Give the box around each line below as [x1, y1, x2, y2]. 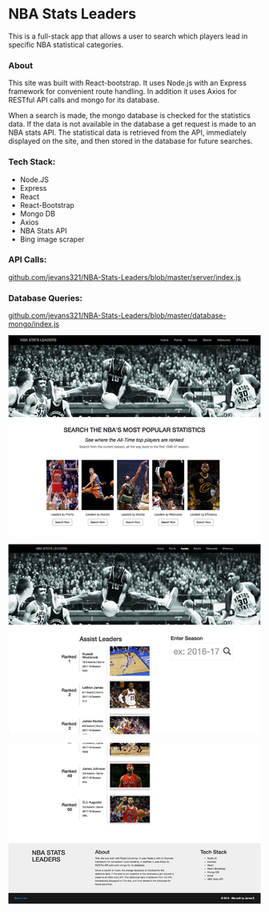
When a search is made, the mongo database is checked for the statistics [8, 111, 251, 120]
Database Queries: [8, 292, 82, 303]
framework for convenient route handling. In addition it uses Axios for [8, 87, 238, 96]
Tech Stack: [8, 156, 56, 168]
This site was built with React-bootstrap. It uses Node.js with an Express [8, 78, 247, 88]
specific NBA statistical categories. [8, 39, 124, 49]
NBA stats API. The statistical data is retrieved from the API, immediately [8, 128, 247, 137]
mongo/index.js [8, 319, 60, 329]
